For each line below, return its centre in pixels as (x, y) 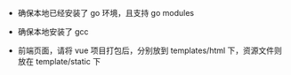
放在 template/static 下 (59, 61)
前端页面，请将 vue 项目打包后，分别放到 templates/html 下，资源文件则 (150, 50)
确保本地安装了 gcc (53, 32)
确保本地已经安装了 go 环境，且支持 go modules (105, 13)
